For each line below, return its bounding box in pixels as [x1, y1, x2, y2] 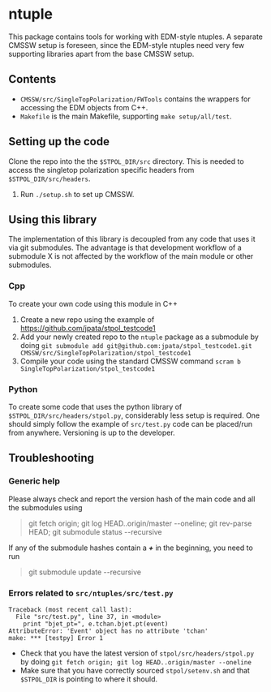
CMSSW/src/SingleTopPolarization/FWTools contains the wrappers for [19, 94, 251, 104]
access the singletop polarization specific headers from [8, 165, 195, 174]
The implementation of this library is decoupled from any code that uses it [8, 234, 256, 244]
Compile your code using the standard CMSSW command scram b [19, 356, 241, 366]
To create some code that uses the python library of [8, 402, 183, 411]
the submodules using [8, 502, 83, 512]
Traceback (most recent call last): [8, 605, 132, 613]
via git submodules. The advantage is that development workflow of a [8, 243, 242, 252]
